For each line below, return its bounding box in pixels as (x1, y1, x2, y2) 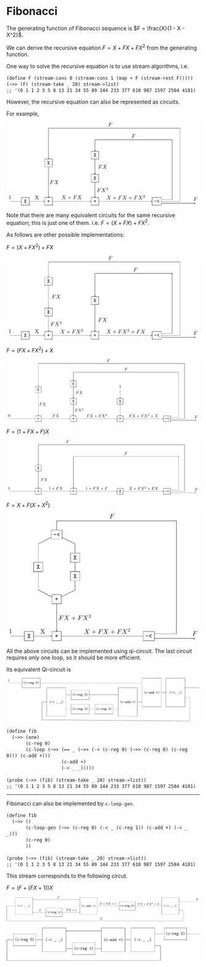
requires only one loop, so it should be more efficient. (6, 654, 142, 661)
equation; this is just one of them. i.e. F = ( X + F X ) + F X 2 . (6, 218, 150, 226)
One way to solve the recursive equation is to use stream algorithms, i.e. (6, 63, 189, 70)
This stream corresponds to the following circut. (6, 872, 128, 879)
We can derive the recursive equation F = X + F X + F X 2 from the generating (6, 43, 197, 51)
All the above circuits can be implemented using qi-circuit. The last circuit (6, 647, 193, 654)
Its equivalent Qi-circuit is (6, 666, 72, 673)
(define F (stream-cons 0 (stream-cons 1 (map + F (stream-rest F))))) (6, 75, 193, 81)
